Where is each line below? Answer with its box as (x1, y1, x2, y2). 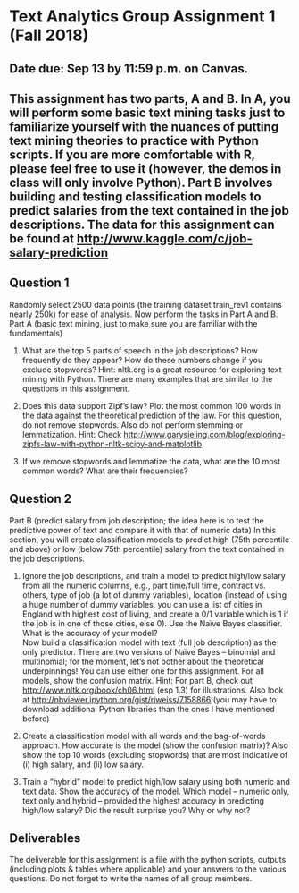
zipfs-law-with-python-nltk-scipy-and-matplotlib (21, 438, 203, 449)
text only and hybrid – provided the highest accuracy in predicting (21, 795, 265, 806)
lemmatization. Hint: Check (21, 429, 122, 439)
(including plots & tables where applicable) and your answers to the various (9, 863, 287, 874)
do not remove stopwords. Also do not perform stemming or (21, 419, 244, 430)
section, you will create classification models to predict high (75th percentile (9, 534, 290, 545)
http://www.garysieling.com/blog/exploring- (123, 429, 286, 439)
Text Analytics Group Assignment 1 (9, 6, 276, 27)
